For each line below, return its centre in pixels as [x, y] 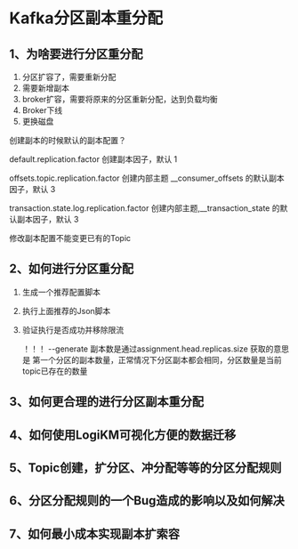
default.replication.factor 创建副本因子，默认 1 [93, 159]
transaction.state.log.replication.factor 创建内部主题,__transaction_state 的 [145, 208]
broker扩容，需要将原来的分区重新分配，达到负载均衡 [120, 99]
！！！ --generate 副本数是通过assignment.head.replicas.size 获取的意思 [156, 349]
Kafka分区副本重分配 [86, 18]
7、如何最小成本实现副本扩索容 [95, 533]
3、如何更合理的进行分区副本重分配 [107, 402]
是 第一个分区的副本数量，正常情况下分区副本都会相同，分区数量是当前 [152, 359]
